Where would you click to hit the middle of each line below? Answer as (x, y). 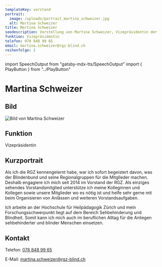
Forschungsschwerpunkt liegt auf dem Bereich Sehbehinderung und (73, 213)
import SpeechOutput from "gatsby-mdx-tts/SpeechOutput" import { (73, 64)
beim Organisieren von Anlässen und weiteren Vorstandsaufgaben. (72, 198)
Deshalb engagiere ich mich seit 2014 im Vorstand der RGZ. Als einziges (77, 183)
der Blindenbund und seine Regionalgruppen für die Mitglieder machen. (77, 177)
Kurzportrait (24, 160)
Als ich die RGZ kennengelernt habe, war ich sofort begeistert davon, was (79, 172)
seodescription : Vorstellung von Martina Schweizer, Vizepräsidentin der (81, 32)
